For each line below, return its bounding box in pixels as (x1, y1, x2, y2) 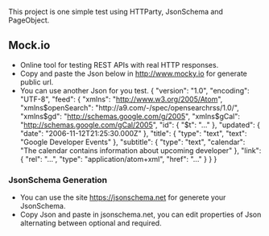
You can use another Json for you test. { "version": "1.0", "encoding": (19, 85, 250, 95)
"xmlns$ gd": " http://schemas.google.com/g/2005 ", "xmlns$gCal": (19, 111, 240, 121)
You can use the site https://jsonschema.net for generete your (19, 193, 226, 202)
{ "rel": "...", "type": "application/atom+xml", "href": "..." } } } (19, 154, 217, 164)
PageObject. (8, 15, 50, 25)
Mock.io (8, 39, 51, 52)
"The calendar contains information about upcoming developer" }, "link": (19, 145, 262, 155)
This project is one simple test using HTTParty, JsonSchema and (8, 7, 224, 16)
